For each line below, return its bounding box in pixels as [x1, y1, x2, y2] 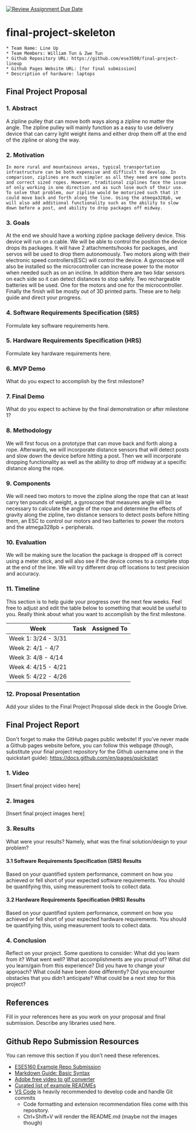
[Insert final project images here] [6, 810, 85, 817]
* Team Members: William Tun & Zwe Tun [6, 50, 103, 56]
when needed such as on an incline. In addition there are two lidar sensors [6, 269, 185, 276]
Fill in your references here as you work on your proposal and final [6, 1013, 166, 1020]
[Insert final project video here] [6, 782, 80, 789]
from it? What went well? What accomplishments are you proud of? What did [6, 956, 190, 963]
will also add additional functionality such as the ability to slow [6, 199, 179, 206]
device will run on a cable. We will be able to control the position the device [6, 238, 187, 245]
